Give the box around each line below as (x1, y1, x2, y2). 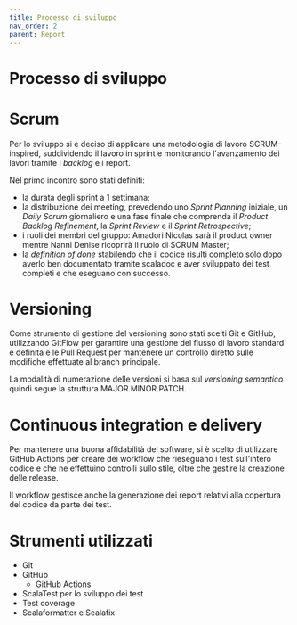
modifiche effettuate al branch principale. (9, 357, 161, 367)
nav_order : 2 (9, 21, 58, 30)
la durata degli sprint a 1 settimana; (21, 192, 151, 202)
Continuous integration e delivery (9, 415, 263, 435)
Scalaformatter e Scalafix (21, 607, 116, 618)
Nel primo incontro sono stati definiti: (9, 175, 145, 185)
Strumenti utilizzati (9, 530, 154, 551)
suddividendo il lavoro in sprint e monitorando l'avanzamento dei (43, 148, 280, 159)
